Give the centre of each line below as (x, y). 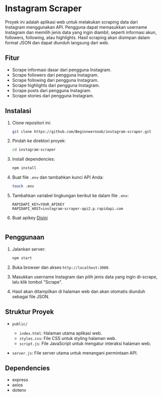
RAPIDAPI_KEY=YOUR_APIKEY (38, 205)
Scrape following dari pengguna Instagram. (55, 80)
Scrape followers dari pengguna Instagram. (55, 75)
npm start (22, 258)
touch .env (23, 186)
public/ (20, 324)
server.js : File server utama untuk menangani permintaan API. (75, 353)
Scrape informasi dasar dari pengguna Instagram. (62, 70)
